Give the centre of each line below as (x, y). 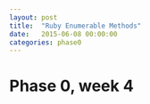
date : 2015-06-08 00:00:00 (63, 34)
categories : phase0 (46, 42)
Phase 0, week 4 (71, 86)
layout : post (33, 17)
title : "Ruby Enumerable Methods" (75, 26)
